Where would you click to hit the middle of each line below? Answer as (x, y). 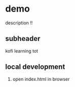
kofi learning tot (22, 51)
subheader (23, 39)
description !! (19, 23)
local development (35, 67)
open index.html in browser (41, 79)
